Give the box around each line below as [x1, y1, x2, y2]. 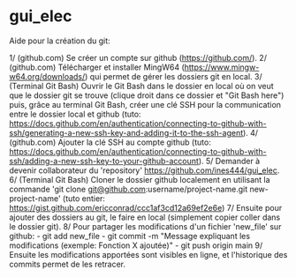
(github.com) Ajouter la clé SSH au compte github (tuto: [9, 137, 212, 147]
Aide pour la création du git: [9, 35, 110, 46]
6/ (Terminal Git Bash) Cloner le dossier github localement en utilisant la [9, 174, 271, 184]
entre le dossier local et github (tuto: [9, 109, 141, 119]
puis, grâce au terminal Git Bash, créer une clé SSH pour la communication [9, 99, 281, 109]
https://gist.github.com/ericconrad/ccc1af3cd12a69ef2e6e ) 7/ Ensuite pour [9, 202, 283, 213]
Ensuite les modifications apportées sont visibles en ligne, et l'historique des [9, 249, 288, 259]
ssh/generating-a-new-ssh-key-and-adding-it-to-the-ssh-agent [9, 127, 244, 138]
